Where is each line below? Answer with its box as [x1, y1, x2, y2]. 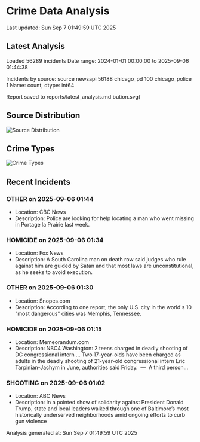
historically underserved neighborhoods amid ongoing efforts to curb [14, 411, 186, 419]
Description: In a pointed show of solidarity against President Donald [14, 399, 184, 406]
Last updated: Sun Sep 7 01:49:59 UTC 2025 [6, 24, 116, 31]
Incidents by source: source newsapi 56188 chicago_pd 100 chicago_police [6, 75, 192, 82]
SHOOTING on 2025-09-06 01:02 [6, 379, 106, 387]
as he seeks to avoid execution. [14, 269, 93, 276]
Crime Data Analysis [6, 4, 110, 18]
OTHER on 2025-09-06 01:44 [6, 194, 94, 203]
